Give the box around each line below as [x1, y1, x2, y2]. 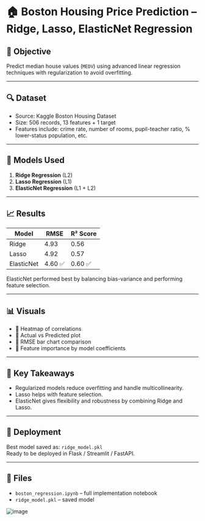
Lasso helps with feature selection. [15, 391, 103, 398]
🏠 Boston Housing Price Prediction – [6, 5, 197, 19]
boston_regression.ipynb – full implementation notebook [15, 489, 157, 497]
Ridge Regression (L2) [15, 171, 73, 179]
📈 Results [6, 209, 46, 219]
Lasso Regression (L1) [15, 178, 72, 185]
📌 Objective [6, 46, 51, 57]
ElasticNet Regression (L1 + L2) [15, 184, 96, 192]
